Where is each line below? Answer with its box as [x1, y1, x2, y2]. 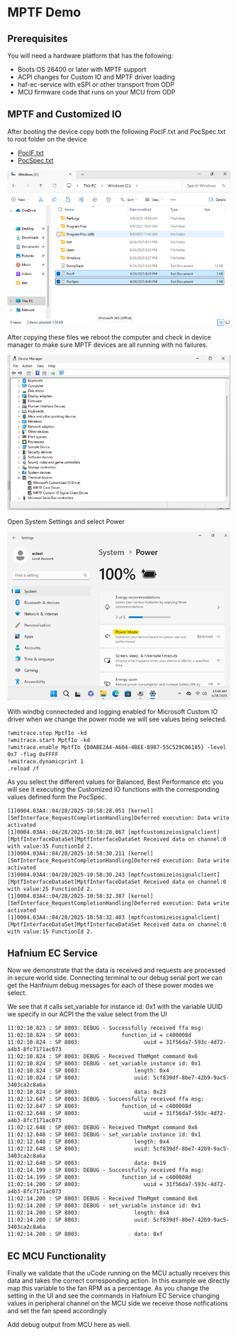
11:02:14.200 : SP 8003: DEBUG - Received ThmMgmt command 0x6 [7, 1195, 198, 1202]
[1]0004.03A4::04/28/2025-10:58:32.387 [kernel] [7, 893, 154, 900]
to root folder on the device [7, 134, 87, 143]
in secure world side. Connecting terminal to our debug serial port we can [7, 974, 223, 982]
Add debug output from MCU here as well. [7, 1320, 131, 1329]
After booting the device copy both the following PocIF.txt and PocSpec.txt [7, 127, 226, 136]
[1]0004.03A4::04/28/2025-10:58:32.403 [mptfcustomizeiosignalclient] [7, 914, 220, 921]
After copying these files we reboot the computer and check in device [7, 333, 211, 342]
